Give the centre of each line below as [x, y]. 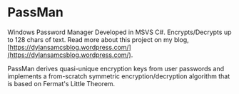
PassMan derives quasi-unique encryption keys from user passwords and [116, 68]
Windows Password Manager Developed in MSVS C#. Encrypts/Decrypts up [119, 32]
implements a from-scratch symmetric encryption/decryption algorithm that [119, 76]
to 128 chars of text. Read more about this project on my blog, [98, 39]
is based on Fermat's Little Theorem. [61, 83]
